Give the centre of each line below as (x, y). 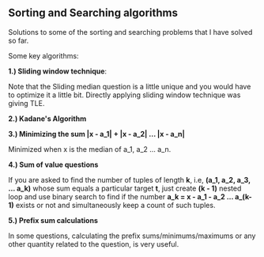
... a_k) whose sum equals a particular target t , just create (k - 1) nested (125, 188)
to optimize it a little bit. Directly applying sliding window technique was (124, 95)
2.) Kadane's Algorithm (47, 119)
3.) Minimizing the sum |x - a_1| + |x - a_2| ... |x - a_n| (97, 134)
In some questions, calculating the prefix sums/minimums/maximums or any (132, 236)
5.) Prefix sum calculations (53, 220)
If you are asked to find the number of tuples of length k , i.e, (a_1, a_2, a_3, (129, 180)
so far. (19, 40)
